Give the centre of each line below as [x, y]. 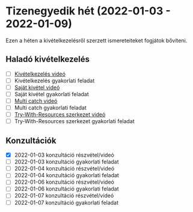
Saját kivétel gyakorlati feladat [52, 94]
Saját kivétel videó [37, 87]
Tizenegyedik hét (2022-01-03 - [88, 11]
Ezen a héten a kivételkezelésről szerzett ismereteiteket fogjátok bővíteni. [96, 40]
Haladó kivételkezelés [48, 59]
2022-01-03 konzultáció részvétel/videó [64, 155]
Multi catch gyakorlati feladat [50, 108]
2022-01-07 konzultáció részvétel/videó [64, 196]
